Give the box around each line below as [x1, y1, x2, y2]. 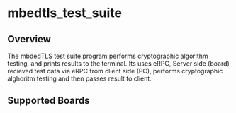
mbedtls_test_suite [7, 5, 123, 21]
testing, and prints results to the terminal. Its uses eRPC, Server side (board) [7, 59, 230, 68]
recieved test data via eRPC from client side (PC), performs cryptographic [7, 67, 223, 75]
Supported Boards [7, 95, 90, 107]
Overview [7, 33, 52, 45]
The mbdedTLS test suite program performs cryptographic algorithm [7, 52, 208, 60]
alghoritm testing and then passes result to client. [7, 74, 152, 83]
